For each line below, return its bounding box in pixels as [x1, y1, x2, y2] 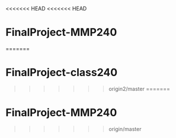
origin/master [108, 125, 142, 132]
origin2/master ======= [108, 85, 170, 92]
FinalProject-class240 [5, 66, 118, 79]
